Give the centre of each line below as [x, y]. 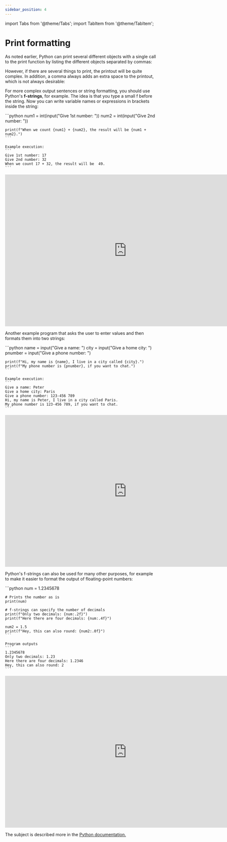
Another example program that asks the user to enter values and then [74, 333]
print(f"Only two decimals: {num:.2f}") [47, 614]
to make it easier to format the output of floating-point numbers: [69, 579]
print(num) [16, 601]
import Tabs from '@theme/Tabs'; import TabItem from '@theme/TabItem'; [80, 23]
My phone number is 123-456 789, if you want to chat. [62, 404]
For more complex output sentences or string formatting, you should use [78, 91]
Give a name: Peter [25, 387]
